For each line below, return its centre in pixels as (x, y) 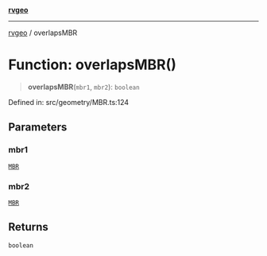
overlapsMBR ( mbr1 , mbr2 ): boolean (84, 87)
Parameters (38, 128)
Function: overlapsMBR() (93, 65)
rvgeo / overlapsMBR (43, 33)
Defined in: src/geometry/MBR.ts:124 (69, 102)
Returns (29, 227)
